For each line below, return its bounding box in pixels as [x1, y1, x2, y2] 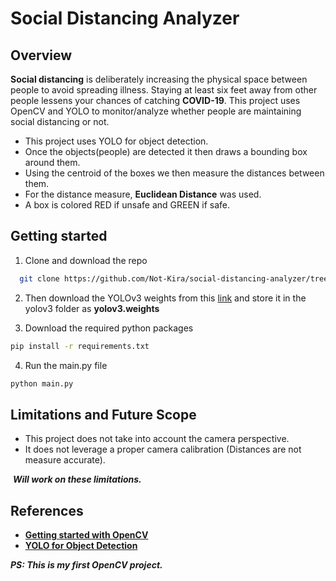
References [10, 502, 84, 519]
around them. [24, 157, 81, 168]
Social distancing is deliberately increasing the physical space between [10, 73, 308, 85]
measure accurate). [24, 454, 106, 466]
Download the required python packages [24, 322, 194, 334]
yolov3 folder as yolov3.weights [24, 302, 160, 314]
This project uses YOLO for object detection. [24, 135, 209, 147]
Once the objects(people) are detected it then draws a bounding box [24, 146, 308, 157]
